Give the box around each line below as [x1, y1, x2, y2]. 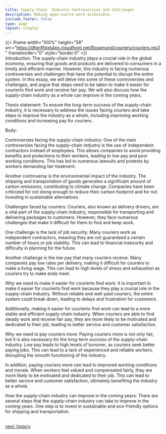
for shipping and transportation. [5, 409, 70, 415]
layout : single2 [5, 26, 39, 31]
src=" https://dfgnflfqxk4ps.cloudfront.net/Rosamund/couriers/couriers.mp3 [5, 45, 160, 51]
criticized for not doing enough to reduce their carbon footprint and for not [5, 189, 158, 195]
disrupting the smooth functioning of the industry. [5, 352, 107, 358]
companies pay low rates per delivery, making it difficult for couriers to [5, 260, 150, 266]
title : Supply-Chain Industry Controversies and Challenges [5, 7, 134, 12]
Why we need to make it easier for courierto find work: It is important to [5, 280, 151, 286]
